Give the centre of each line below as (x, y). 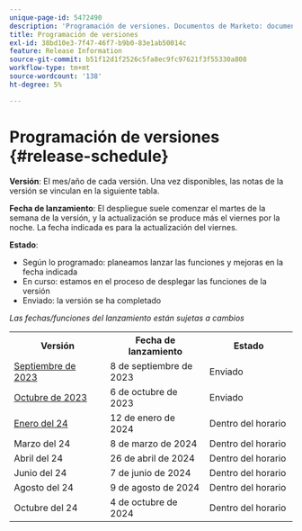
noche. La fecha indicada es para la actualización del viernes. (124, 227)
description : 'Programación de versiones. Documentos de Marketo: (136, 26)
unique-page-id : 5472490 (56, 18)
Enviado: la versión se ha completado (92, 300)
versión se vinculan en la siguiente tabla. (84, 191)
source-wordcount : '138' (56, 76)
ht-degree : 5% (36, 85)
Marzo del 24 (42, 444)
